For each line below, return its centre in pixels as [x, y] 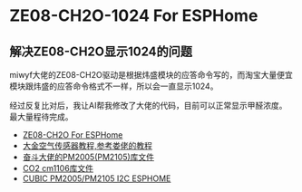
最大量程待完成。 [41, 117]
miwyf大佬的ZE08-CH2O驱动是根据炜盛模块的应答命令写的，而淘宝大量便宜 [151, 75]
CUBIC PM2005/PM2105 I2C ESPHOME [97, 178]
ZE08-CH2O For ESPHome [73, 135]
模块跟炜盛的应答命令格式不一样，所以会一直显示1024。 [114, 86]
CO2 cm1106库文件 [58, 168]
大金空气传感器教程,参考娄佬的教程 [87, 145]
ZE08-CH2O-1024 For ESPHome [134, 16]
